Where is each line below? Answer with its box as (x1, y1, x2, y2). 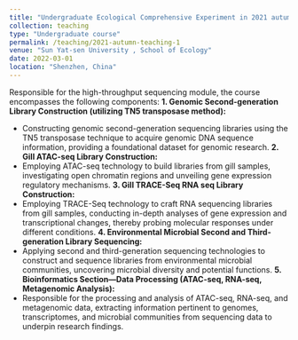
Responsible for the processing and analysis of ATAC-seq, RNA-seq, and (21, 292, 288, 303)
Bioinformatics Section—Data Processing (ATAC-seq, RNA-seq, (21, 273, 263, 284)
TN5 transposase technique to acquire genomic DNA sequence (21, 132, 255, 143)
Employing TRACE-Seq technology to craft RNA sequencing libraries (21, 198, 273, 209)
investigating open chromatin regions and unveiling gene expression (21, 170, 272, 180)
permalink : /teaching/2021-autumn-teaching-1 (9, 37, 180, 47)
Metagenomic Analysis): (21, 283, 115, 294)
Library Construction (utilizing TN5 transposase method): (9, 106, 226, 116)
